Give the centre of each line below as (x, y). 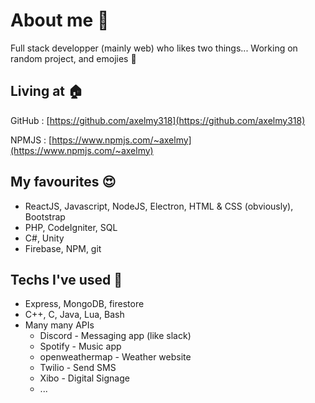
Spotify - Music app (80, 346)
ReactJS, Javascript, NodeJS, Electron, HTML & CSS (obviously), (159, 206)
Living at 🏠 (46, 91)
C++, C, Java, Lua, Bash (74, 315)
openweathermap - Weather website (115, 357)
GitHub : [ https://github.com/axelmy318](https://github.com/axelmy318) (158, 120)
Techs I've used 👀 (66, 279)
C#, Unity (44, 238)
